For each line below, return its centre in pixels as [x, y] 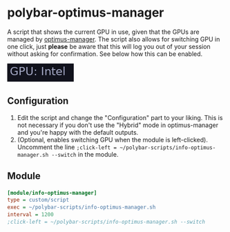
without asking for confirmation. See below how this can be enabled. [105, 54]
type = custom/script [38, 200]
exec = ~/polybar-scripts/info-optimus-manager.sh [82, 207]
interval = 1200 [30, 215]
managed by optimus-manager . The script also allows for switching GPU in [114, 39]
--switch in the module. [85, 154]
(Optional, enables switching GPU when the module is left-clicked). [113, 139]
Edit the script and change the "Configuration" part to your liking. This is [120, 117]
